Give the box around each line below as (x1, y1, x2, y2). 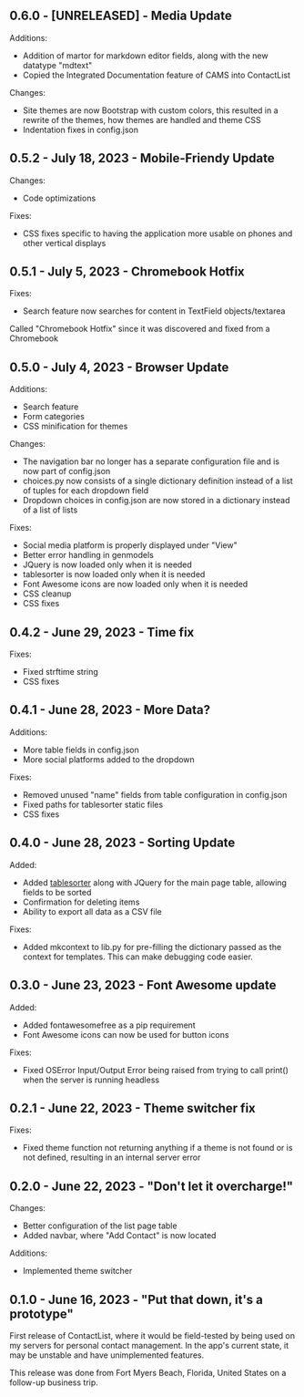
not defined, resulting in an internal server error (22, 1152, 201, 1163)
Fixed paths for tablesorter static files (22, 799, 164, 810)
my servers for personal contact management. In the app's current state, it (9, 1340, 289, 1350)
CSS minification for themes (22, 420, 128, 432)
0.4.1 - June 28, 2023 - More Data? (9, 702, 211, 718)
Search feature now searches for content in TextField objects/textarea (22, 305, 286, 316)
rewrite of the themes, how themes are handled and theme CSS (22, 114, 261, 125)
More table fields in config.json (22, 744, 139, 755)
